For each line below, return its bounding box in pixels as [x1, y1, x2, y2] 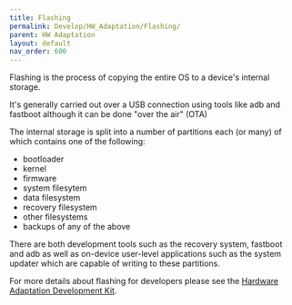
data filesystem [22, 192, 81, 203]
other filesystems [22, 212, 88, 222]
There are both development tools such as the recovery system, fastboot [9, 239, 283, 250]
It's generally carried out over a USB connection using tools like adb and [9, 99, 280, 110]
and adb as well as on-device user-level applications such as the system [9, 249, 282, 260]
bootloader [22, 153, 65, 164]
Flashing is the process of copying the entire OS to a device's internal [9, 72, 270, 83]
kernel [22, 163, 47, 174]
